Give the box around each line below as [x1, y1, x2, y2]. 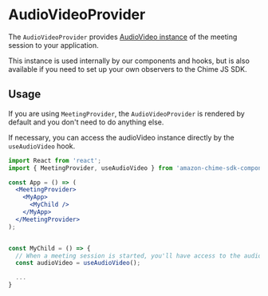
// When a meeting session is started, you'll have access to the [15, 251, 241, 260]
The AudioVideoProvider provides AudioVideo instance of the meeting [8, 32, 238, 41]
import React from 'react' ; [8, 156, 102, 164]
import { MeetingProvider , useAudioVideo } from [8, 164, 173, 172]
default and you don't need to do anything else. [8, 117, 164, 127]
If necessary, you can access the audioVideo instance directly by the [8, 132, 235, 142]
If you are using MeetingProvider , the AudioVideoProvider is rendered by [8, 109, 245, 118]
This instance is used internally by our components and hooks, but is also [8, 56, 250, 65]
